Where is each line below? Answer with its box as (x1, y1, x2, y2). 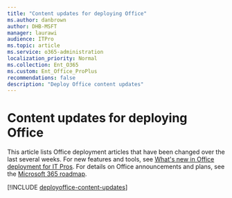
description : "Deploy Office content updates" (7, 81, 144, 88)
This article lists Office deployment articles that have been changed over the (7, 148, 225, 156)
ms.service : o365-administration (7, 49, 104, 56)
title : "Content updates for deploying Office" (7, 10, 148, 17)
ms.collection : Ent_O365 (7, 61, 79, 68)
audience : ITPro (7, 36, 54, 43)
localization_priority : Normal (7, 55, 98, 62)
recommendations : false (7, 74, 76, 81)
